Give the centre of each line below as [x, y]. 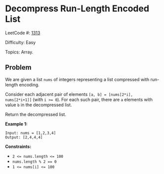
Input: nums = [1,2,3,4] [31, 133]
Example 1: [16, 124]
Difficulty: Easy [20, 42]
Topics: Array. [19, 52]
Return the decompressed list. [36, 114]
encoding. [29, 85]
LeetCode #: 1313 [23, 33]
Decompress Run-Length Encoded [77, 9]
